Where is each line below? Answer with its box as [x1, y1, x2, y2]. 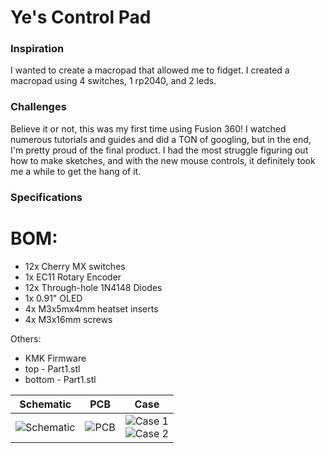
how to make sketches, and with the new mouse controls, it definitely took [10, 154, 316, 166]
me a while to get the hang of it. [10, 165, 142, 177]
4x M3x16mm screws [24, 313, 113, 325]
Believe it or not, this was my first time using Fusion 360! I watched [10, 122, 287, 135]
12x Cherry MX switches [24, 260, 126, 272]
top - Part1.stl [24, 362, 81, 375]
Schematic [19, 397, 72, 411]
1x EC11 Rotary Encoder [24, 271, 122, 283]
